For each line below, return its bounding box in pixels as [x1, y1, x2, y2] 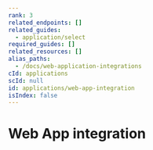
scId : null [8, 77, 44, 84]
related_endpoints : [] [8, 19, 82, 27]
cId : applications [8, 70, 68, 77]
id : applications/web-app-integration [8, 84, 135, 92]
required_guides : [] [8, 41, 76, 48]
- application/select [15, 33, 86, 41]
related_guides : [8, 26, 61, 34]
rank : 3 [8, 11, 34, 20]
